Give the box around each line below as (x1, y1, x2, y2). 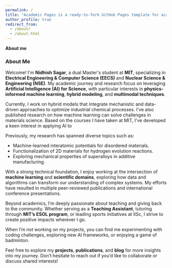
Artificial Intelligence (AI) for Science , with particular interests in (5, 86, 143, 92)
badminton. (5, 237, 30, 243)
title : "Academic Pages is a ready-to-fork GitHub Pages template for (5, 12, 159, 17)
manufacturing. (12, 159, 45, 165)
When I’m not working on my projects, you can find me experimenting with (5, 227, 163, 233)
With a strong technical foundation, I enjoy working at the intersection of (5, 169, 158, 175)
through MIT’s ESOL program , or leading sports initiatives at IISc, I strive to (5, 211, 164, 217)
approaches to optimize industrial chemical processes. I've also (19, 107, 154, 113)
